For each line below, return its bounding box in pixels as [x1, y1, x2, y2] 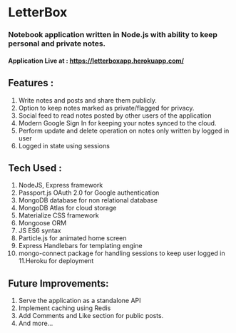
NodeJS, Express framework [18, 181, 103, 190]
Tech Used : [8, 162, 63, 174]
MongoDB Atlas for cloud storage [18, 204, 117, 212]
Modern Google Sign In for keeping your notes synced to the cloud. [18, 118, 217, 127]
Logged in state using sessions [18, 141, 110, 150]
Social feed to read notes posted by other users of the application [18, 111, 212, 120]
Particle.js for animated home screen [18, 234, 127, 242]
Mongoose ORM [18, 219, 67, 227]
